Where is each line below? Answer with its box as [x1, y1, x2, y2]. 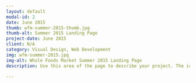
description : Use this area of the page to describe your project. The [6, 63, 184, 69]
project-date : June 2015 [6, 36, 66, 41]
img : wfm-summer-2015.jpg [6, 52, 69, 58]
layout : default [6, 8, 45, 15]
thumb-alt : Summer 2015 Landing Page [6, 30, 98, 36]
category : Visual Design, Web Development [6, 47, 111, 53]
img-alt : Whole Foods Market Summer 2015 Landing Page [6, 57, 142, 63]
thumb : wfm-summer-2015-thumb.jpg [6, 25, 90, 31]
